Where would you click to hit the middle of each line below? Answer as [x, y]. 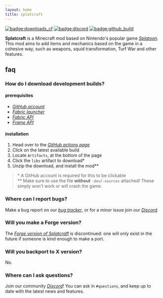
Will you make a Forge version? [43, 223]
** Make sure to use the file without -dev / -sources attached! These [85, 181]
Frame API [23, 123]
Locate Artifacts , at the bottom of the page [57, 155]
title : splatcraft [24, 14]
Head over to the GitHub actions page [51, 145]
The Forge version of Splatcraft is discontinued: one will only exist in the [79, 233]
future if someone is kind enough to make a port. [55, 238]
